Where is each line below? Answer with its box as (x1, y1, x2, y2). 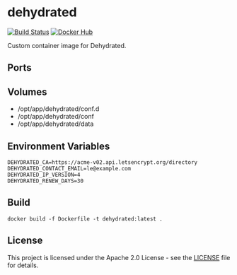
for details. (7, 261, 39, 269)
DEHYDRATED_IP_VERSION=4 (7, 171, 81, 178)
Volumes (7, 86, 47, 98)
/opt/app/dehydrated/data (17, 119, 94, 128)
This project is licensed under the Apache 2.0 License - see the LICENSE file (7, 253, 231, 262)
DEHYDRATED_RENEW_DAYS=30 (7, 177, 83, 185)
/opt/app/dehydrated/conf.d (17, 105, 100, 113)
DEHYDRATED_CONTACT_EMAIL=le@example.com (7, 165, 132, 172)
